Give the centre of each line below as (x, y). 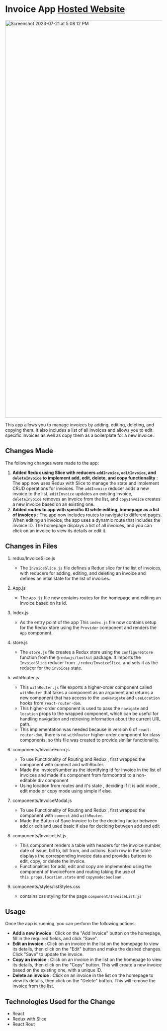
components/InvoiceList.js (39, 835)
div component (53, 780)
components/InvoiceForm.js (41, 749)
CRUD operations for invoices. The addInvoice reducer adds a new (81, 488)
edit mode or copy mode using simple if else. (66, 791)
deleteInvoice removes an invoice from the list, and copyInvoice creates (86, 499)
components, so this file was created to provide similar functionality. (90, 740)
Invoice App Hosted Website (65, 9)
